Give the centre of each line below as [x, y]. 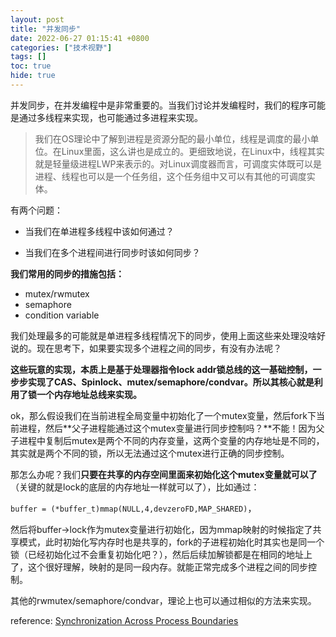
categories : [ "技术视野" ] [61, 47]
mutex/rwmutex [57, 293]
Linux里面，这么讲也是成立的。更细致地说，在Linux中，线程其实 [193, 151]
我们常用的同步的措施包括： [67, 273]
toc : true [31, 66]
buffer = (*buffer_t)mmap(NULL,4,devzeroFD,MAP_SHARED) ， [133, 508]
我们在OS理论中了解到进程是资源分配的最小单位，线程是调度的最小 [172, 138]
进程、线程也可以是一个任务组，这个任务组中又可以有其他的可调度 [170, 176]
